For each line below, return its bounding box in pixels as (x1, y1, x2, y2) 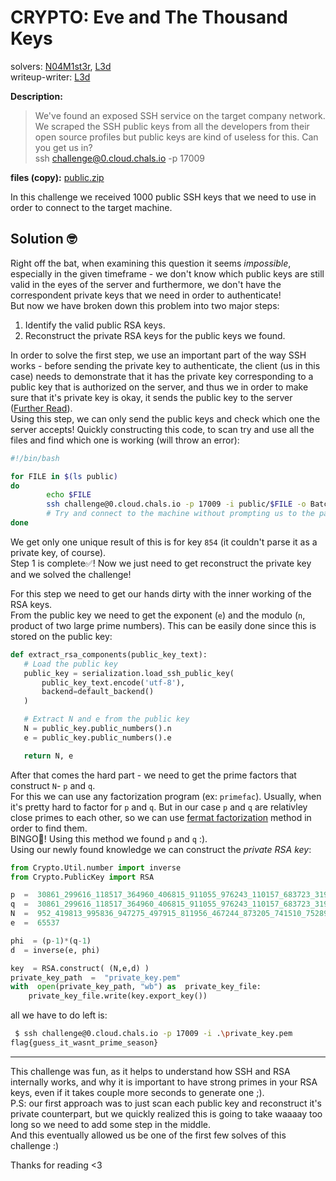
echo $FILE (46, 490, 92, 500)
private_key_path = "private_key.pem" (10, 972, 182, 983)
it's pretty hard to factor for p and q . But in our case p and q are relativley (10, 801, 308, 813)
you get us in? (34, 141, 93, 153)
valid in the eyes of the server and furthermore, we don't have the (10, 278, 282, 290)
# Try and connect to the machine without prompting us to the (46, 509, 315, 519)
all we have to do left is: (10, 1009, 108, 1021)
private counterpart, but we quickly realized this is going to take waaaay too (10, 1107, 323, 1120)
